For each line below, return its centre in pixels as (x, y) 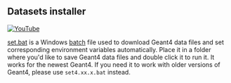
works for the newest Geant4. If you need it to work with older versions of (114, 64)
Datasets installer (47, 12)
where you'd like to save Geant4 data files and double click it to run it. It (111, 57)
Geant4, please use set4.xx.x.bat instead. (69, 72)
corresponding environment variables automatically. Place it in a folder (109, 49)
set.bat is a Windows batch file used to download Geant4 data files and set (116, 42)
